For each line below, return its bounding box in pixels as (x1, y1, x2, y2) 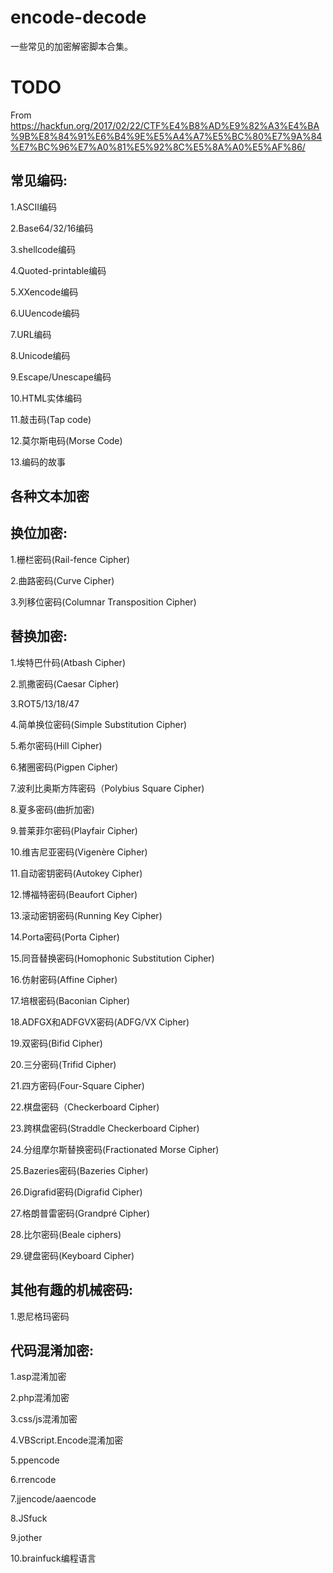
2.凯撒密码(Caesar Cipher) (10, 677, 120, 690)
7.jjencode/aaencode (10, 1493, 97, 1505)
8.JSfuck (10, 1512, 48, 1525)
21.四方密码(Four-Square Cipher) (10, 1079, 145, 1091)
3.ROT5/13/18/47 (10, 697, 80, 710)
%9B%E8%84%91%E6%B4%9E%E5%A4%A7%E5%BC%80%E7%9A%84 (10, 130, 323, 142)
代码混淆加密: (10, 1342, 95, 1359)
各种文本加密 (10, 488, 90, 505)
